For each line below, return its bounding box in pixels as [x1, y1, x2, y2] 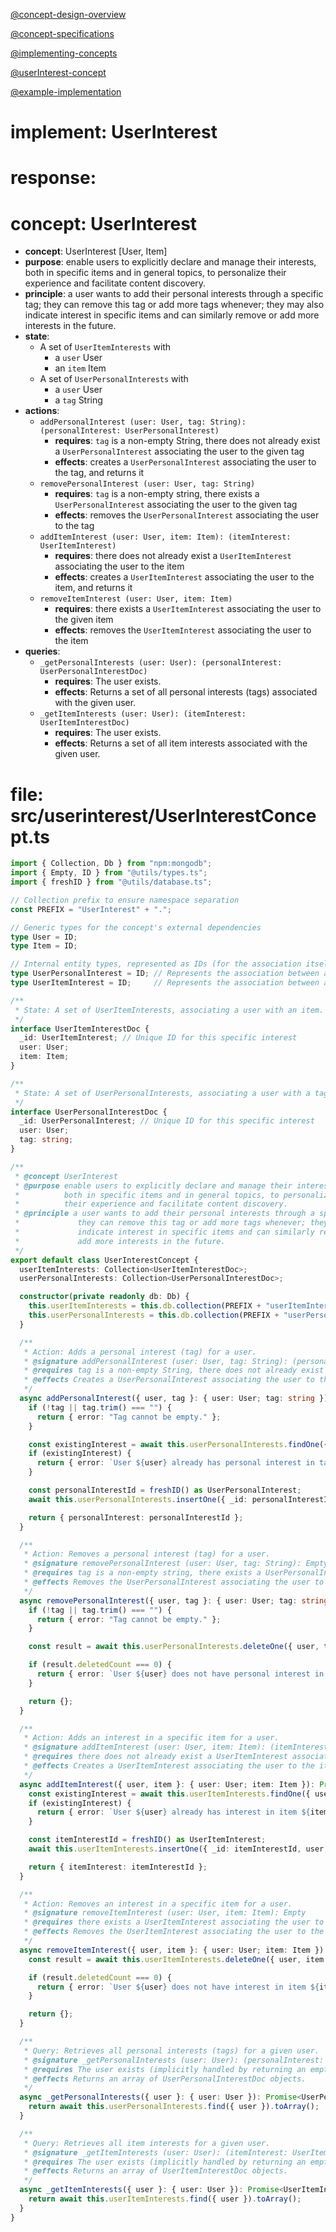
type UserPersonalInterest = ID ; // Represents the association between [10, 969, 320, 979]
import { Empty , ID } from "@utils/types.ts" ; [10, 868, 208, 878]
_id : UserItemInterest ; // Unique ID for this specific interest [19, 1033, 298, 1043]
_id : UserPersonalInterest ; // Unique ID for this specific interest [19, 1116, 315, 1126]
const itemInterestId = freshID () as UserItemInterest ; [28, 1835, 267, 1845]
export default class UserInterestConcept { [10, 1255, 199, 1265]
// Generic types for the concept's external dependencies [10, 922, 262, 933]
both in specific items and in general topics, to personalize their [24, 267, 287, 279]
